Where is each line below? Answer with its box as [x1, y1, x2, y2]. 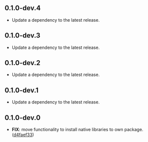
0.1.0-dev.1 [4, 86, 39, 94]
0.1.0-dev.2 [4, 59, 40, 67]
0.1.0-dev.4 [4, 4, 41, 12]
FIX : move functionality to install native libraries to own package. [11, 127, 144, 133]
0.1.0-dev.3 [4, 32, 40, 40]
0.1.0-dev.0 [4, 113, 40, 122]
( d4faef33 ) [11, 132, 34, 138]
